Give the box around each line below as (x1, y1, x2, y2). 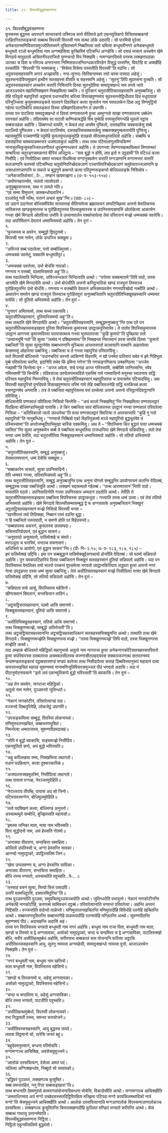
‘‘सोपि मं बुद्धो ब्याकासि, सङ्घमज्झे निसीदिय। (5, 737, 75, 743)
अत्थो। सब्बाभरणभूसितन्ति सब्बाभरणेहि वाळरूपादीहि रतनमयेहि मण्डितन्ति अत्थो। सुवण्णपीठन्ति (5, 913, 150, 919)
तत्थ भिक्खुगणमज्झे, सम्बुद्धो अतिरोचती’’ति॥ (5, 624, 73, 630)
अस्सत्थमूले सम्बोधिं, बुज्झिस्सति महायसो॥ (5, 811, 71, 817)
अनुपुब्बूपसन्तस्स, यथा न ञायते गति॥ (5, 184, 63, 190)
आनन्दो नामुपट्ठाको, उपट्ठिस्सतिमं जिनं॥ (5, 850, 66, 856)
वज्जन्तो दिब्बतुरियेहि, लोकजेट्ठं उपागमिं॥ (5, 704, 67, 710)
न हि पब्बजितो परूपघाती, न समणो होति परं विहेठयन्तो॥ (5, 517, 89, 523)
